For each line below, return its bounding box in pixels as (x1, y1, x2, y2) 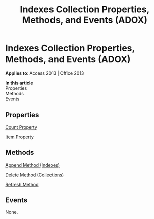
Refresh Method (5, 181, 39, 187)
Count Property (5, 124, 38, 130)
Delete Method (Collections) (5, 172, 64, 178)
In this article (5, 80, 34, 86)
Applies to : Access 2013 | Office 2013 (5, 70, 84, 76)
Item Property (5, 134, 34, 140)
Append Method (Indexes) (5, 161, 60, 168)
